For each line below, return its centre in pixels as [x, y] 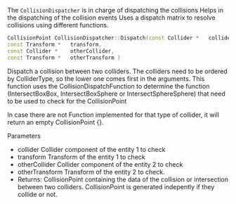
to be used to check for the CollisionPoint [67, 101]
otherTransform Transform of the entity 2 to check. [91, 172]
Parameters [24, 136]
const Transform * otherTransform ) [64, 58]
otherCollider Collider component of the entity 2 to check [100, 164]
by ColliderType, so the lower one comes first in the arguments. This [106, 78]
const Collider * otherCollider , [61, 51]
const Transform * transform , [54, 44]
